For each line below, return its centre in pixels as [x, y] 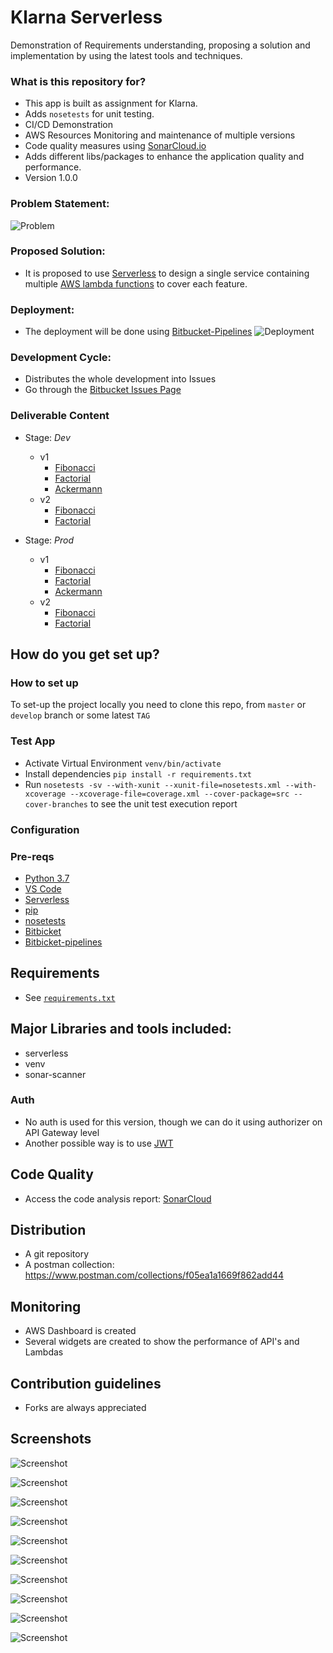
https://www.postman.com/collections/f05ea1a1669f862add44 [154, 1275]
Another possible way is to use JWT [99, 1143]
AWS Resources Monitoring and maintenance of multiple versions [160, 135]
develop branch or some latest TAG [80, 715]
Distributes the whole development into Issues [120, 379]
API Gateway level [62, 1132]
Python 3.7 [47, 878]
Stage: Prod [49, 540]
